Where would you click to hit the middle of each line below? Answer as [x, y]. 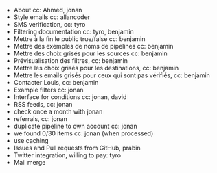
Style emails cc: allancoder [52, 17]
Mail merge [30, 162]
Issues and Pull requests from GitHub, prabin [77, 148]
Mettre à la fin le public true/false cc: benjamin [79, 39]
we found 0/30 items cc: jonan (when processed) [83, 133]
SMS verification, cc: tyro [49, 24]
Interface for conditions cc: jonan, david [70, 97]
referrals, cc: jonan [40, 119]
